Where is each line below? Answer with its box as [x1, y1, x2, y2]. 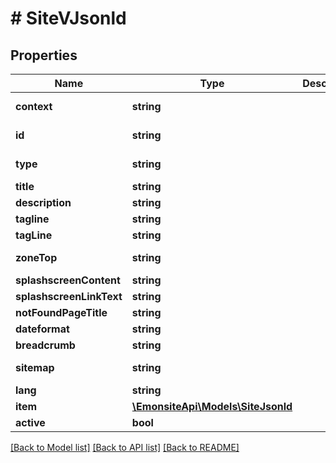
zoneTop [15, 251, 58, 264]
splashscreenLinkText [15, 290, 123, 303]
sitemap [15, 361, 55, 374]
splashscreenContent [15, 273, 121, 287]
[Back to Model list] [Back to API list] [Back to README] [10, 442, 240, 453]
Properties [10, 47, 78, 64]
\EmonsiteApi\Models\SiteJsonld [131, 400, 293, 413]
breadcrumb [15, 338, 76, 352]
